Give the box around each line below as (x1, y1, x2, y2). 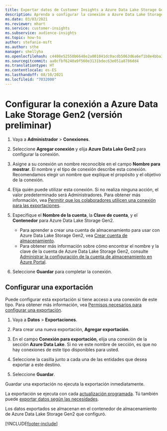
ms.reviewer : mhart (5, 21, 46, 26)
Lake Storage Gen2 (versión (5, 109, 123, 120)
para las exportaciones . (12, 202, 61, 208)
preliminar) (5, 119, 52, 131)
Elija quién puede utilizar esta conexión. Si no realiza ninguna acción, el (12, 186, 159, 192)
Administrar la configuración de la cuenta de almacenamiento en (19, 253, 153, 260)
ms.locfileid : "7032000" (5, 77, 57, 82)
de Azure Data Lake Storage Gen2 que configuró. (5, 411, 106, 417)
